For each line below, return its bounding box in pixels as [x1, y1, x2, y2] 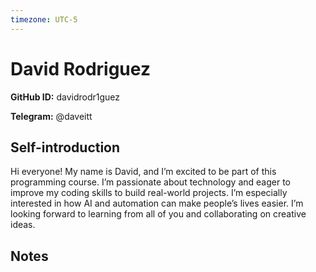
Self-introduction [10, 139, 121, 156]
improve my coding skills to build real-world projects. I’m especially [10, 187, 288, 199]
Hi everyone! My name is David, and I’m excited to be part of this [10, 166, 277, 178]
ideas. [10, 219, 36, 231]
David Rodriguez [10, 57, 151, 80]
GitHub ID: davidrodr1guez [10, 91, 121, 103]
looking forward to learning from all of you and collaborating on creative [10, 208, 307, 220]
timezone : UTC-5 [10, 14, 78, 25]
